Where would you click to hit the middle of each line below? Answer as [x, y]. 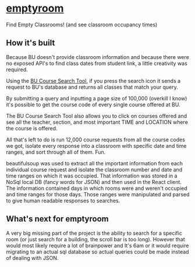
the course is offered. [32, 128]
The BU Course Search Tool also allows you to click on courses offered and [97, 116]
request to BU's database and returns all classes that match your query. [92, 87]
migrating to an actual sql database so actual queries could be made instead [97, 252]
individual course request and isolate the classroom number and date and [94, 169]
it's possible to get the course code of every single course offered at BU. [93, 105]
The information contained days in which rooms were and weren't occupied [97, 188]
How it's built [31, 43]
